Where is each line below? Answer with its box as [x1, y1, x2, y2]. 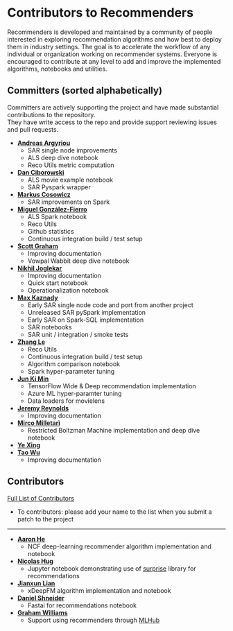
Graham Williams [17, 608, 68, 616]
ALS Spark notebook [27, 212, 87, 221]
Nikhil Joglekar [17, 263, 62, 272]
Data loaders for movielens [27, 397, 105, 405]
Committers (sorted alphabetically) [7, 85, 163, 96]
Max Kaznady [17, 293, 58, 302]
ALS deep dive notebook [27, 153, 98, 162]
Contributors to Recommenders [7, 5, 194, 21]
